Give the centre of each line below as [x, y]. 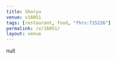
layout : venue [24, 34]
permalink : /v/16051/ [33, 28]
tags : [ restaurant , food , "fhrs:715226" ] [59, 23]
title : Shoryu [24, 12]
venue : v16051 [24, 17]
